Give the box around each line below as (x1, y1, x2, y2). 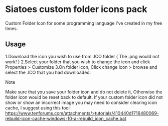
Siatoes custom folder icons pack (5, 4, 147, 15)
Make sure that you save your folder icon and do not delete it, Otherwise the (5, 89, 162, 95)
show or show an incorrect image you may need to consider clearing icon (5, 99, 157, 105)
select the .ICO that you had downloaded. (5, 69, 91, 75)
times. (5, 25, 18, 31)
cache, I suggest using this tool (5, 104, 70, 111)
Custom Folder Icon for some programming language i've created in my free (5, 20, 162, 26)
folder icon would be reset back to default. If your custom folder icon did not (5, 94, 163, 100)
